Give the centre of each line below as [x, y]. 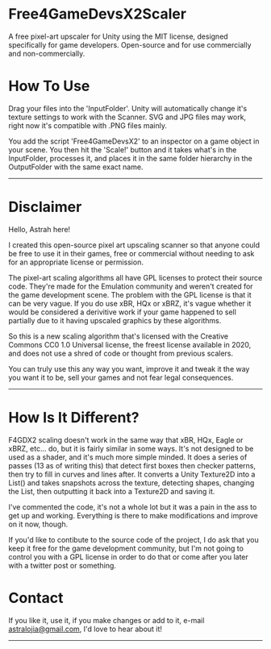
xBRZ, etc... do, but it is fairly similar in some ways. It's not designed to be [131, 448]
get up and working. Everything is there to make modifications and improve [133, 515]
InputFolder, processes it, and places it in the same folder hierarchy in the [130, 158]
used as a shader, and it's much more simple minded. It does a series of [128, 457]
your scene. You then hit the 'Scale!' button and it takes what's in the [123, 149]
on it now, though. [38, 524]
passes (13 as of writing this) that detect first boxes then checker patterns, [132, 465]
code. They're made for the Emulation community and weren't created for [131, 286]
